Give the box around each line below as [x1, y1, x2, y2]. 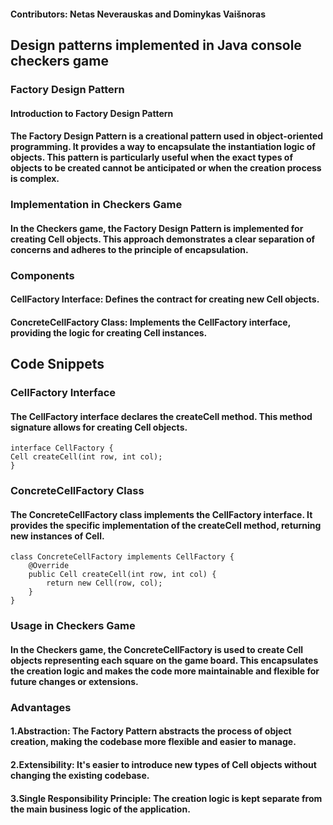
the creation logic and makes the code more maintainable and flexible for [10, 665, 320, 677]
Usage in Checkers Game [10, 619, 136, 633]
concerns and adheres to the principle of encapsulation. [10, 243, 249, 255]
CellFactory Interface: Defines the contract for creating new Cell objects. [10, 293, 320, 305]
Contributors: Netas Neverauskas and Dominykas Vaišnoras [10, 8, 267, 20]
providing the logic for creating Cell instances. [10, 326, 208, 339]
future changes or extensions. [10, 675, 139, 687]
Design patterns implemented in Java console [10, 36, 302, 54]
